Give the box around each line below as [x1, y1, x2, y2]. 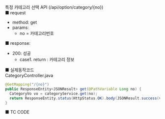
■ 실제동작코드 [5, 67, 34, 73]
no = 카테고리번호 [19, 30, 54, 36]
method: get [12, 19, 37, 25]
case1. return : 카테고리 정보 [19, 57, 75, 62]
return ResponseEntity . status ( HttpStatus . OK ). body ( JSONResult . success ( [9, 95, 160, 101]
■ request [5, 10, 26, 16]
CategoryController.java [5, 73, 54, 78]
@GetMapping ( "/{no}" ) [5, 82, 50, 87]
